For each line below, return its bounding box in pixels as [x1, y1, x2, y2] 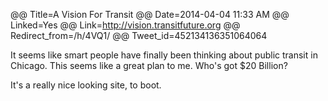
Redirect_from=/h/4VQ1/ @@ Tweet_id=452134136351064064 [10, 30, 268, 41]
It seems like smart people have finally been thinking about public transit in [10, 49, 318, 61]
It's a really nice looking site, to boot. [10, 79, 162, 91]
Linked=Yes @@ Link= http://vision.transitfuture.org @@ [10, 19, 241, 31]
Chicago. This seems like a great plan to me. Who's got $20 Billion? [10, 60, 288, 71]
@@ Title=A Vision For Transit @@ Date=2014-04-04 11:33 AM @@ [10, 9, 290, 20]
